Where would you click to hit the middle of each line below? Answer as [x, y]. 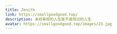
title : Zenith [20, 10]
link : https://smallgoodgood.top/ [42, 14]
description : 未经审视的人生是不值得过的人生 [48, 19]
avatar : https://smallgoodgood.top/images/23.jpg [59, 24]
